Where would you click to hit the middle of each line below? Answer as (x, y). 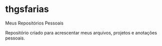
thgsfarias (27, 9)
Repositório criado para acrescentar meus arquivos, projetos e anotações (81, 32)
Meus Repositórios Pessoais (34, 23)
